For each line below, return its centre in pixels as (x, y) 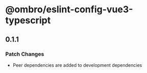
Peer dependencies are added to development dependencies (77, 65)
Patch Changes (25, 54)
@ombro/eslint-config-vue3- (69, 10)
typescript (28, 20)
